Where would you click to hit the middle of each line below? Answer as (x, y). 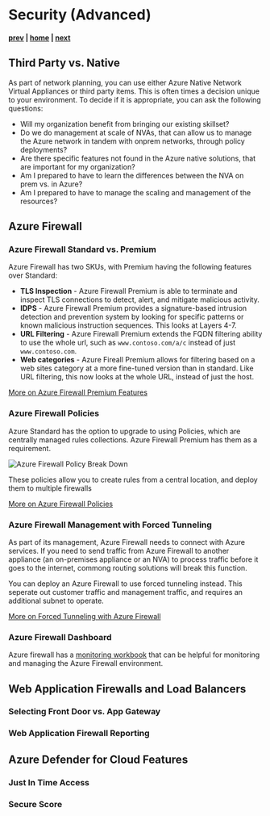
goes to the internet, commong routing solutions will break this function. (128, 567)
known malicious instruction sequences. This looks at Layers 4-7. (128, 325)
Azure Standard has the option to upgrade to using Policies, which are (125, 431)
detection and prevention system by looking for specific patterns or (132, 317)
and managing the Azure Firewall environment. (86, 663)
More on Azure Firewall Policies (61, 504)
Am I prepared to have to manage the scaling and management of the (135, 192)
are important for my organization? (77, 166)
